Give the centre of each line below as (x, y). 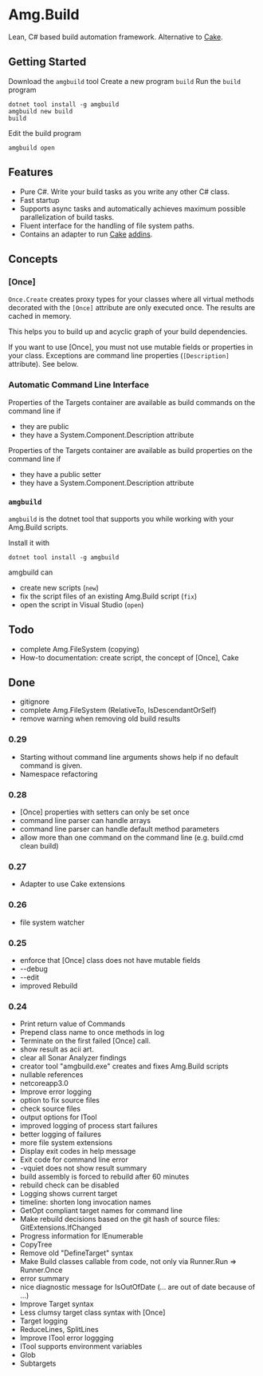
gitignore (35, 702)
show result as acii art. (57, 1049)
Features (31, 172)
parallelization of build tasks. (67, 217)
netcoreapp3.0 (44, 1084)
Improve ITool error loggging (67, 1338)
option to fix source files (59, 1100)
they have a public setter (60, 474)
